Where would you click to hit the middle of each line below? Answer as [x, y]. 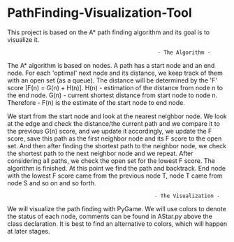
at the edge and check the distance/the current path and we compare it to [114, 123]
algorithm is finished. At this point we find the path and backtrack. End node [116, 168]
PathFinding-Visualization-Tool [100, 13]
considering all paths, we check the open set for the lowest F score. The [111, 161]
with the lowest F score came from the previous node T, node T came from [115, 176]
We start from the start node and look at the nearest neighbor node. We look [117, 116]
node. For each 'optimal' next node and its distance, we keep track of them [115, 73]
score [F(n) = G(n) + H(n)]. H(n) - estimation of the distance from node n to [115, 87]
